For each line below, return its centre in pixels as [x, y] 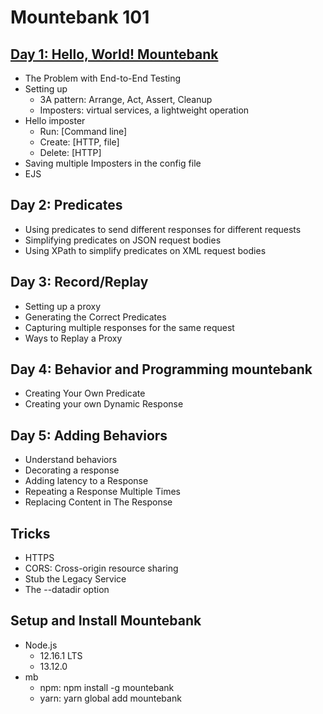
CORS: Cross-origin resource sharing [101, 568]
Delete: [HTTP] [70, 152]
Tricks [30, 533]
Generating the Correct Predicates [95, 317]
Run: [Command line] [83, 131]
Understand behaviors [71, 460]
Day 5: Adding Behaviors [89, 435]
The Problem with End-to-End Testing [103, 78]
